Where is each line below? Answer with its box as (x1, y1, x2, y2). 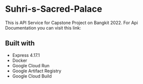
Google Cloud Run (12, 62, 50, 68)
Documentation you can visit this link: (5, 25, 81, 30)
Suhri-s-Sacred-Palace (5, 3, 103, 15)
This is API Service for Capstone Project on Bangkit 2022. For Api (5, 20, 138, 26)
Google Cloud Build (12, 73, 52, 79)
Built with (5, 39, 35, 48)
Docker (12, 57, 28, 63)
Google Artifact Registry (12, 68, 62, 74)
